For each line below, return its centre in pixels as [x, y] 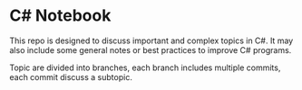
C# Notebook [60, 16]
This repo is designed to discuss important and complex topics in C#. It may [151, 40]
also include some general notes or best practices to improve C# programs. [151, 49]
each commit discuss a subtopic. [71, 76]
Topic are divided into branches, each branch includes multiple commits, [145, 67]
